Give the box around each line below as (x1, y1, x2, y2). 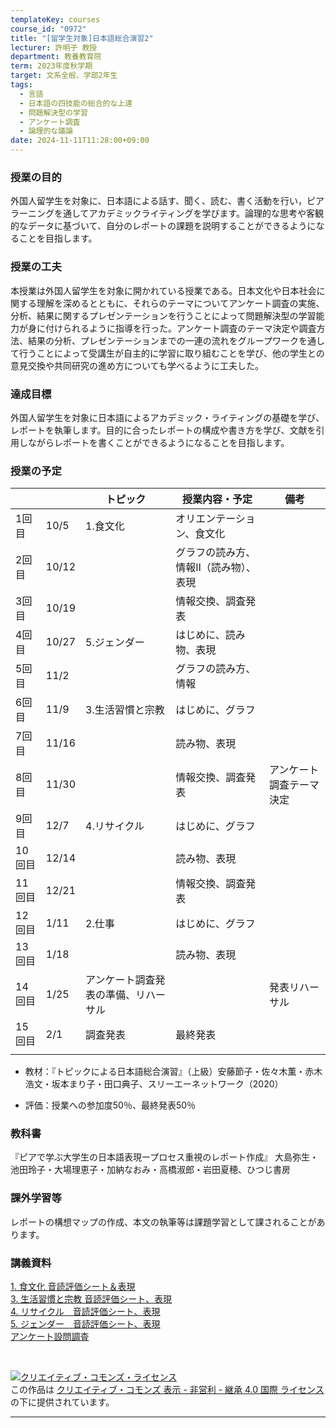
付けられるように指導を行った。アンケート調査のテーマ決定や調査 (44, 322, 317, 334)
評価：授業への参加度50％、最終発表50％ (24, 1099, 197, 1111)
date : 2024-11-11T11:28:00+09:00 (10, 136, 150, 146)
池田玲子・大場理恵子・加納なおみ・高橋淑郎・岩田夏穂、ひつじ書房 (10, 1164, 291, 1176)
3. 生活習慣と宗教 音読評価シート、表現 (10, 1293, 172, 1305)
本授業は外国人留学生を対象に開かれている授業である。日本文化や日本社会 (10, 284, 317, 296)
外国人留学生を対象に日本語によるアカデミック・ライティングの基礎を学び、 (10, 411, 325, 423)
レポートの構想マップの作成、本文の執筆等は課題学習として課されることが (10, 1216, 317, 1228)
